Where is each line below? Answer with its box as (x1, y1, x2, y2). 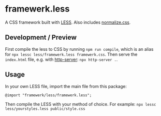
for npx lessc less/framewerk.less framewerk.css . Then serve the (5, 51, 138, 57)
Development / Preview (5, 33, 77, 42)
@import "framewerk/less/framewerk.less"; (5, 93, 92, 98)
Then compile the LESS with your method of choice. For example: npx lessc (5, 101, 156, 107)
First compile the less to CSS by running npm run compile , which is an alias (5, 46, 154, 52)
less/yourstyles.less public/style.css (5, 106, 86, 111)
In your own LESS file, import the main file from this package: (5, 83, 127, 89)
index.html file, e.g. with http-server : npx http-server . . (5, 57, 118, 62)
